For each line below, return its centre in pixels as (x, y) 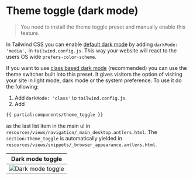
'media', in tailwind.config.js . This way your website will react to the (92, 50)
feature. (30, 33)
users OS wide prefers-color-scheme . (51, 57)
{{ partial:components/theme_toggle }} (55, 115)
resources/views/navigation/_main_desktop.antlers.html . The (82, 132)
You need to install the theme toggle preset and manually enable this (103, 27)
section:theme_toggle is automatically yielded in (64, 138)
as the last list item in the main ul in (48, 126)
